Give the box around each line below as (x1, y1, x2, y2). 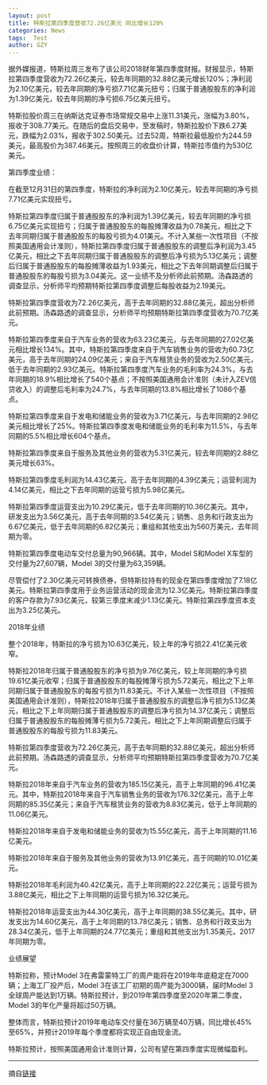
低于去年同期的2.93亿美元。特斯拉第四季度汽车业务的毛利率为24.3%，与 (8, 365, 246, 374)
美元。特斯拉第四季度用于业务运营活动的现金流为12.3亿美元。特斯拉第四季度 (8, 586, 258, 595)
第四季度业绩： (8, 168, 57, 178)
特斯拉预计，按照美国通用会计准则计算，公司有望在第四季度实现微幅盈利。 (8, 1044, 252, 1054)
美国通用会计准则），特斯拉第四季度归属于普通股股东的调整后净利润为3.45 (14, 241, 257, 251)
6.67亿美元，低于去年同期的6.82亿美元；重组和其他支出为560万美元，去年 (8, 522, 252, 532)
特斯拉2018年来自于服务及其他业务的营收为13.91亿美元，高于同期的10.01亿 (8, 853, 252, 863)
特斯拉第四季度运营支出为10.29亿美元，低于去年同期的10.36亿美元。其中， (8, 502, 253, 512)
